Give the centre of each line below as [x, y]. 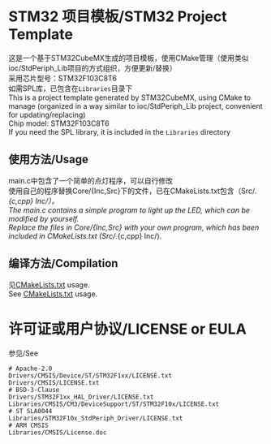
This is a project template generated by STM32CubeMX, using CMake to [130, 97]
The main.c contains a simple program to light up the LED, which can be [129, 210]
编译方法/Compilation [63, 263]
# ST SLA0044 [30, 411]
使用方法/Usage [49, 159]
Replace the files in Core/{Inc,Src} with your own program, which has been [134, 227]
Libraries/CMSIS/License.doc [58, 432]
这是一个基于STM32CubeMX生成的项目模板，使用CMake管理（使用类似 [129, 58]
